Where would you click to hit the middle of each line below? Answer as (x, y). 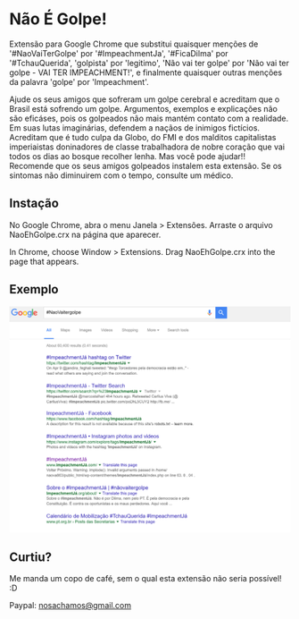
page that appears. (44, 261)
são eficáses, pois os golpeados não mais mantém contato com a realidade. (149, 118)
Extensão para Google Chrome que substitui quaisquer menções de (134, 44)
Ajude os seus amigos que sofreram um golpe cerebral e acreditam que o (145, 99)
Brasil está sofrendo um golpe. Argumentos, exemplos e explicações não (144, 108)
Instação (34, 204)
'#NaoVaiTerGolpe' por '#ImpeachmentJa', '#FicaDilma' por (119, 53)
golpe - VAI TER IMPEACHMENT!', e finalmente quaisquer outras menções (146, 72)
